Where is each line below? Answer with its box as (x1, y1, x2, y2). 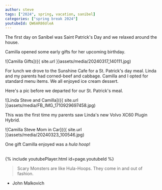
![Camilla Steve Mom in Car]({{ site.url (5, 127, 82, 133)
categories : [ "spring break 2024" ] (5, 16, 78, 21)
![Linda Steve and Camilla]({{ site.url (5, 97, 79, 103)
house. (5, 40, 19, 46)
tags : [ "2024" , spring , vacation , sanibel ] (5, 12, 96, 17)
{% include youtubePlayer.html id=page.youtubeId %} (5, 156, 114, 162)
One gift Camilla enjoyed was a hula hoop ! (5, 142, 91, 147)
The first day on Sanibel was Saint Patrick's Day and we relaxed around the (5, 34, 157, 40)
